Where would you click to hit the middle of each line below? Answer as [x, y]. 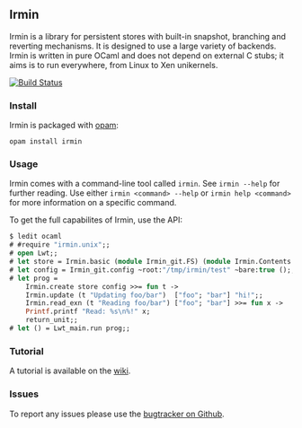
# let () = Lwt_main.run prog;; [70, 328]
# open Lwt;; [34, 253]
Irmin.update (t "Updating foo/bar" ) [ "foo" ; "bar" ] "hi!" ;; [144, 295]
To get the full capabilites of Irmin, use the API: [96, 220]
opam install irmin [46, 142]
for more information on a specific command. [93, 203]
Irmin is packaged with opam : [64, 126]
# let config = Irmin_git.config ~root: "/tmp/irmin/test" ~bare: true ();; [152, 270]
